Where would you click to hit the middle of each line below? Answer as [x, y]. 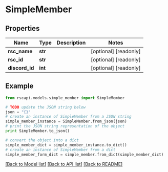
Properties [23, 28]
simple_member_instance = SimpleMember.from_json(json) [66, 121]
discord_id [21, 68]
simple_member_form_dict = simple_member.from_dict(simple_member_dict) [85, 155]
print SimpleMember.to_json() [38, 131]
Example [19, 86]
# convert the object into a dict [42, 140]
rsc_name [20, 51]
